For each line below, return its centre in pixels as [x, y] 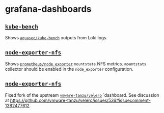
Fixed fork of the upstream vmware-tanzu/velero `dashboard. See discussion [82, 95]
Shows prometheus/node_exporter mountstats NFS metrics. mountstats [76, 64]
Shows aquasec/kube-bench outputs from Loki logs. [56, 38]
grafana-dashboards [48, 9]
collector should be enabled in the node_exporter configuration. [69, 69]
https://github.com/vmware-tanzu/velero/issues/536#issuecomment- [80, 100]
